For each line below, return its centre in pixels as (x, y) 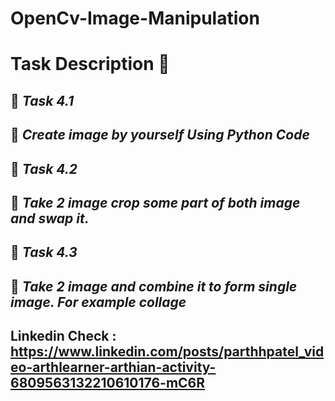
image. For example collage (98, 302)
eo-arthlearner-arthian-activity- (113, 367)
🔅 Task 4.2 (44, 168)
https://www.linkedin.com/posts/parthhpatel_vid (167, 352)
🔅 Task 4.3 (44, 252)
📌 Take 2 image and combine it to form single (154, 286)
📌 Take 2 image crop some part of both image (155, 202)
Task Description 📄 (90, 64)
